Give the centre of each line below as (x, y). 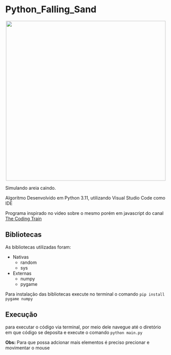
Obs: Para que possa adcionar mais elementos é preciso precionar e (77, 342)
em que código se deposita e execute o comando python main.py (74, 332)
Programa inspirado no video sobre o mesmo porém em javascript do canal (84, 213)
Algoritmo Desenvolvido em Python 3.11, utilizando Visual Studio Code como (86, 197)
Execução (21, 315)
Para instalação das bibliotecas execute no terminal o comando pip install (85, 294)
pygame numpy (19, 299)
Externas (22, 273)
